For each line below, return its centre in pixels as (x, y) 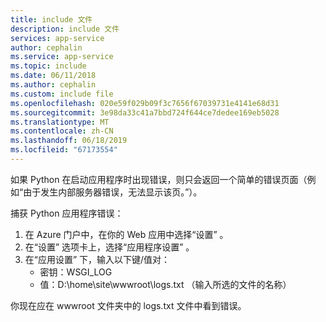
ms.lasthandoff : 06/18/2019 (69, 141)
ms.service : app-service (62, 57)
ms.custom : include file (62, 94)
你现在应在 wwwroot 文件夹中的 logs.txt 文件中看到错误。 (128, 305)
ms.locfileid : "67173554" (64, 150)
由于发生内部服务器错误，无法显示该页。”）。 (113, 192)
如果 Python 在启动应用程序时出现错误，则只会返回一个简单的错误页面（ (159, 179)
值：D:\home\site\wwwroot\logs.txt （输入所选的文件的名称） (165, 284)
